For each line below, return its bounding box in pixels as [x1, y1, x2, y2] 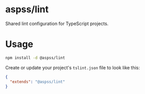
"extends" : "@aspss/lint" [10, 79, 66, 84]
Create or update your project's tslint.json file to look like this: [5, 64, 140, 70]
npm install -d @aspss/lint [5, 55, 66, 60]
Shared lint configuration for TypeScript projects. [5, 20, 109, 27]
